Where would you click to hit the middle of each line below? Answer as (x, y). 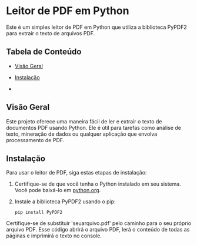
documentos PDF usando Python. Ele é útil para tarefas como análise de (94, 127)
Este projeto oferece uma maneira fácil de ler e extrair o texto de (84, 121)
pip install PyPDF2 (39, 213)
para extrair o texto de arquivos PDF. (51, 33)
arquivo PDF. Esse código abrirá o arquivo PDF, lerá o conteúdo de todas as (98, 230)
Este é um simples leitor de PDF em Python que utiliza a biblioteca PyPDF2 (96, 27)
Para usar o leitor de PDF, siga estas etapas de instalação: (76, 173)
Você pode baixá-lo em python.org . (58, 190)
